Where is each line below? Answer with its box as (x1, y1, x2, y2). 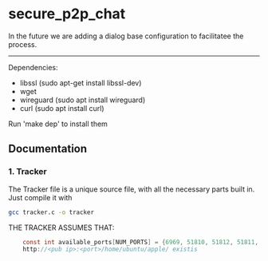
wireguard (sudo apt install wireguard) (19, 95, 146, 105)
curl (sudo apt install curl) (19, 103, 105, 113)
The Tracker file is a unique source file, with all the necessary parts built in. (8, 184, 255, 194)
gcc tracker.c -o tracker (8, 208, 94, 216)
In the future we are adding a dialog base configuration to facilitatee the (8, 31, 244, 41)
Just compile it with (8, 192, 73, 202)
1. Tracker (8, 166, 47, 177)
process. (8, 39, 37, 49)
